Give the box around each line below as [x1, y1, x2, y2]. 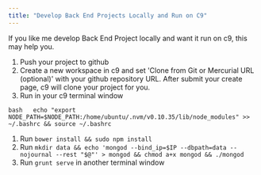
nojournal [19, 150, 53, 158]
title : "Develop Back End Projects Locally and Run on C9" [8, 11, 208, 20]
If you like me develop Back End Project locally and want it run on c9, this [8, 33, 248, 43]
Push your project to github [19, 57, 109, 67]
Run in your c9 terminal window [19, 90, 124, 100]
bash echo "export [8, 106, 77, 114]
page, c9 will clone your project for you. [19, 82, 151, 92]
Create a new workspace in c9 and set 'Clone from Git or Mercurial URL [19, 65, 255, 75]
